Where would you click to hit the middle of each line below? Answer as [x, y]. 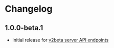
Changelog [29, 9]
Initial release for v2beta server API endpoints [60, 40]
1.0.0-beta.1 [24, 28]
